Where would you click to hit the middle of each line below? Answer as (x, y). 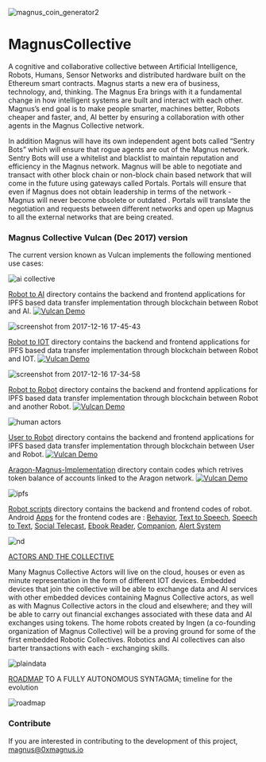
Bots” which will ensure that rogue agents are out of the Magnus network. (129, 149)
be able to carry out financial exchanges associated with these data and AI (130, 614)
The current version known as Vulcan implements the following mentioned (130, 255)
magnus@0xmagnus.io (46, 749)
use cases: (26, 263)
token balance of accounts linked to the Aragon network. (101, 478)
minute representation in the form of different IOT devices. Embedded (122, 581)
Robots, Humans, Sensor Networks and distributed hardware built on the (127, 75)
